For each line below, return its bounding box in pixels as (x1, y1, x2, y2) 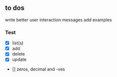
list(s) (12, 40, 24, 46)
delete (12, 51, 25, 57)
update (12, 57, 27, 62)
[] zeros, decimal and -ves (12, 66, 65, 72)
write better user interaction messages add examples (5, 17, 112, 22)
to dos (5, 4, 25, 12)
